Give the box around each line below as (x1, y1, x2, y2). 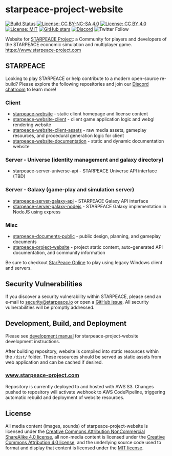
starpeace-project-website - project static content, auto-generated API (12, 244, 163, 250)
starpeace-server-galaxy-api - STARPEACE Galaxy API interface (12, 197, 148, 204)
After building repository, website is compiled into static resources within (5, 348, 159, 354)
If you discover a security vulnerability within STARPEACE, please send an (5, 293, 162, 300)
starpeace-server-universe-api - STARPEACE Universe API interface (12, 168, 157, 174)
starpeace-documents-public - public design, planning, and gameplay (12, 233, 161, 239)
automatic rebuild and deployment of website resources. (5, 394, 124, 401)
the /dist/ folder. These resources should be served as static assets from (5, 353, 161, 360)
